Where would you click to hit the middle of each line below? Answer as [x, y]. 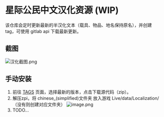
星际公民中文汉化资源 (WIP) [62, 10]
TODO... [20, 110]
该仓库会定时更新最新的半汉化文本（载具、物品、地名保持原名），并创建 [78, 25]
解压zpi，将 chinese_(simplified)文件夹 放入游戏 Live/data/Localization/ [85, 98]
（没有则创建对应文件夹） [39, 104]
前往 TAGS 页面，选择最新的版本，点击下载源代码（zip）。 [72, 92]
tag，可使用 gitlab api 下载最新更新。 [43, 31]
